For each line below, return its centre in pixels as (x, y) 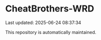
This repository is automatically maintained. (51, 32)
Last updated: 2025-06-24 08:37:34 (43, 22)
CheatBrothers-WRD (50, 9)
